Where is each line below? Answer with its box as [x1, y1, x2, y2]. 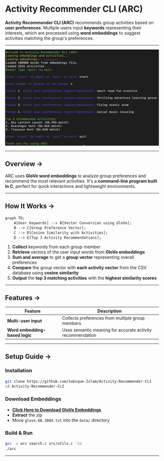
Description [97, 308, 122, 314]
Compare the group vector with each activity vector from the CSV [12, 264, 147, 270]
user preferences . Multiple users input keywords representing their [5, 24, 142, 30]
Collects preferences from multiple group [62, 315, 145, 321]
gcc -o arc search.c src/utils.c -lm [5, 441, 82, 446]
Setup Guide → [5, 352, 51, 361]
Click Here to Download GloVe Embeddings [12, 407, 102, 413]
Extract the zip [12, 412, 42, 418]
